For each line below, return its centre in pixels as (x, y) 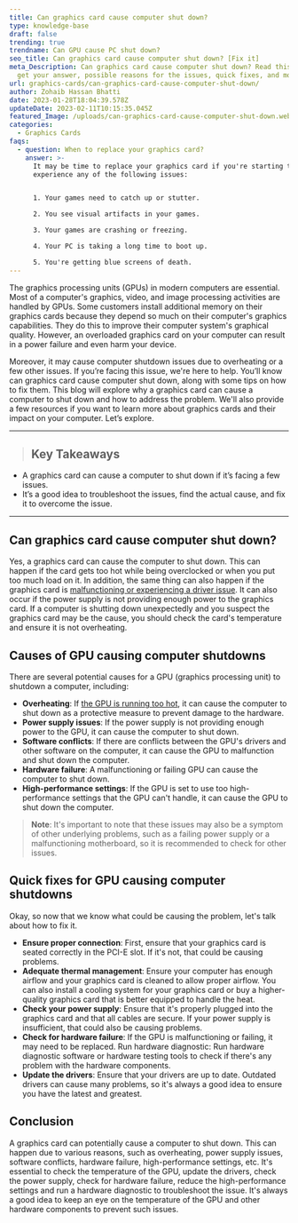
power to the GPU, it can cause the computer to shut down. (130, 732)
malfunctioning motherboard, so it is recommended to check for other (158, 844)
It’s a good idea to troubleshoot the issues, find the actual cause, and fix (153, 495)
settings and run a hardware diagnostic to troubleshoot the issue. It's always (149, 1190)
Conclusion (42, 1121)
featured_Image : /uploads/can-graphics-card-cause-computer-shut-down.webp (152, 116)
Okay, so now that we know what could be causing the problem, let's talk (143, 916)
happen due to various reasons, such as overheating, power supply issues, (146, 1152)
